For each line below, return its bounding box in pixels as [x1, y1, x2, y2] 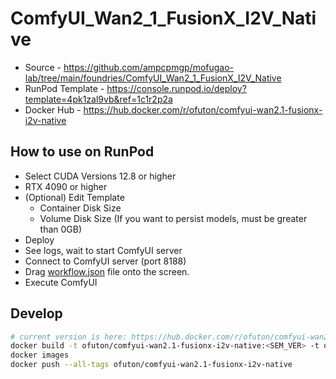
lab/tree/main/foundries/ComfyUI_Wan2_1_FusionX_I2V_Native [24, 72, 282, 84]
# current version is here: [10, 332, 128, 342]
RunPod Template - [24, 82, 105, 94]
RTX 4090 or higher [24, 180, 108, 192]
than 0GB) [39, 223, 83, 235]
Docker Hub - [24, 103, 82, 116]
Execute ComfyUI [24, 276, 98, 288]
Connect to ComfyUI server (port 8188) [24, 255, 187, 267]
